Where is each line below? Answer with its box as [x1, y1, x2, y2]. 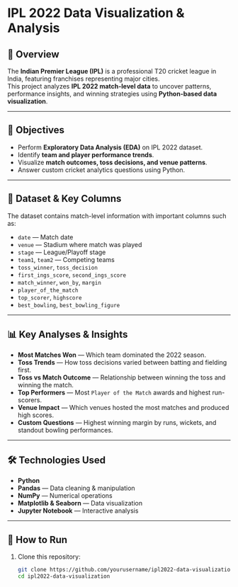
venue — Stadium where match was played [17, 240, 142, 249]
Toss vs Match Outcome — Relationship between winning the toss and [17, 373, 226, 382]
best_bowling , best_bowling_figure [17, 300, 120, 309]
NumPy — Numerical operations [17, 491, 113, 500]
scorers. [17, 396, 42, 404]
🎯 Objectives [7, 124, 65, 136]
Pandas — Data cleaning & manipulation [17, 484, 136, 493]
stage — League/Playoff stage [17, 248, 106, 256]
